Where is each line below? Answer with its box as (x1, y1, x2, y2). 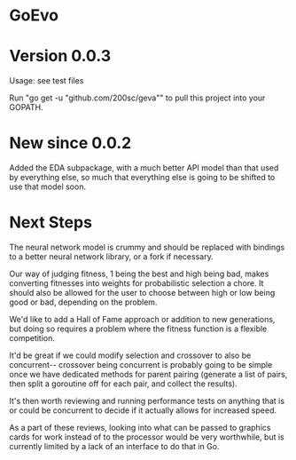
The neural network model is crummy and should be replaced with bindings (9, 242, 285, 252)
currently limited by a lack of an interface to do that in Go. (9, 441, 220, 451)
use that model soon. (9, 181, 87, 192)
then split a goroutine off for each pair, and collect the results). (9, 378, 238, 389)
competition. (9, 333, 56, 343)
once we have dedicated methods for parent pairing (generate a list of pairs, (9, 369, 288, 379)
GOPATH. (9, 102, 44, 113)
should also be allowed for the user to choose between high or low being (9, 288, 276, 297)
